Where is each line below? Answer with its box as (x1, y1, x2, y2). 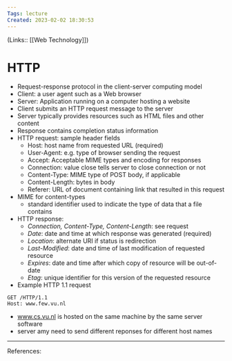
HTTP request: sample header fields (17, 134, 121, 142)
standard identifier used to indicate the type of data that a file (27, 200, 202, 208)
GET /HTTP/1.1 (7, 295, 48, 302)
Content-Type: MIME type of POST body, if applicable (27, 171, 181, 179)
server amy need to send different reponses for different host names (17, 327, 213, 335)
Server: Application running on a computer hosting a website (17, 98, 191, 106)
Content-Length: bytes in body (27, 178, 115, 187)
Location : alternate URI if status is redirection (27, 237, 157, 246)
